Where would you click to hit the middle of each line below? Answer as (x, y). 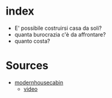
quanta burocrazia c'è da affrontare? (60, 34)
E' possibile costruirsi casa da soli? (58, 28)
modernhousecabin (39, 82)
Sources (27, 66)
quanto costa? (32, 41)
